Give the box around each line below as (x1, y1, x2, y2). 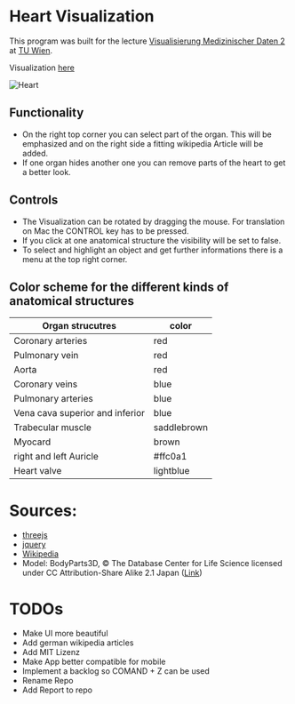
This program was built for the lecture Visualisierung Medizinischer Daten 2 (9, 36, 286, 46)
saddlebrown (153, 421, 209, 434)
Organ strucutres (42, 320, 117, 332)
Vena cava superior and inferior (13, 407, 145, 420)
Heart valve (13, 465, 62, 477)
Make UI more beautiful (21, 628, 108, 639)
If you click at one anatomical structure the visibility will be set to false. (21, 235, 282, 245)
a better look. (21, 166, 71, 177)
